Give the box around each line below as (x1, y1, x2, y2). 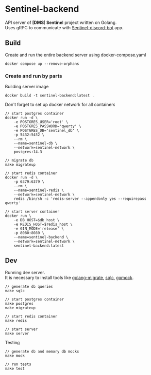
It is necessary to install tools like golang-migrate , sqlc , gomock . (5, 275, 134, 280)
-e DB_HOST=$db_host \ (14, 218, 60, 223)
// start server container (5, 209, 60, 214)
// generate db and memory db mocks (5, 349, 79, 354)
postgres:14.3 (14, 150, 42, 155)
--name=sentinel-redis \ (14, 188, 64, 193)
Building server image (5, 84, 49, 90)
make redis (5, 318, 27, 323)
